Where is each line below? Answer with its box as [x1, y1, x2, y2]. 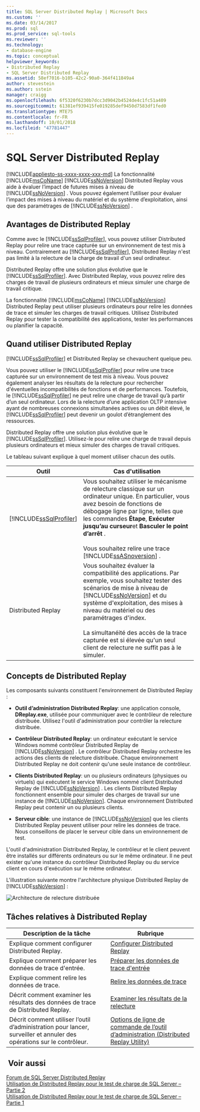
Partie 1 [6, 1099, 25, 1106]
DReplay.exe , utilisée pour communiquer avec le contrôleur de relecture [14, 711, 192, 718]
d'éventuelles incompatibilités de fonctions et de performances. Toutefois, [6, 385, 189, 392]
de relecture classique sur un [83, 484, 165, 492]
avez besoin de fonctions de [83, 499, 162, 507]
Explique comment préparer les [9, 956, 97, 965]
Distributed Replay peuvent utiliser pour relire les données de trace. [14, 822, 180, 829]
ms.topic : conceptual [6, 53, 60, 59]
